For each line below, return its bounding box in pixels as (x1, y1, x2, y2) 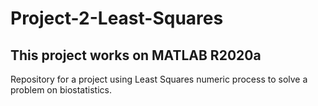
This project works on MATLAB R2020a (10, 47, 262, 64)
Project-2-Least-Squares (10, 7, 224, 30)
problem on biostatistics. (10, 84, 112, 96)
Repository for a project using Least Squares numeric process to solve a (10, 73, 308, 85)
